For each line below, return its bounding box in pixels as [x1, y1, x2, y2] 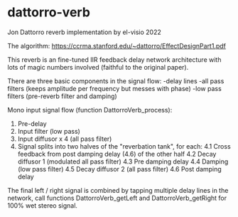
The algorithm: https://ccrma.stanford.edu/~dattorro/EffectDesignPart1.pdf [7, 41, 226, 50]
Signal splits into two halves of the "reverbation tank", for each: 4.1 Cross [17, 142, 231, 150]
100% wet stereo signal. [7, 201, 78, 210]
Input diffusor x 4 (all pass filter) [17, 134, 112, 143]
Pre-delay [17, 119, 48, 128]
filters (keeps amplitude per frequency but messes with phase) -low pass [7, 84, 222, 92]
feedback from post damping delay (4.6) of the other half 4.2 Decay [17, 149, 217, 158]
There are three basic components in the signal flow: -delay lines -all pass [7, 76, 225, 85]
